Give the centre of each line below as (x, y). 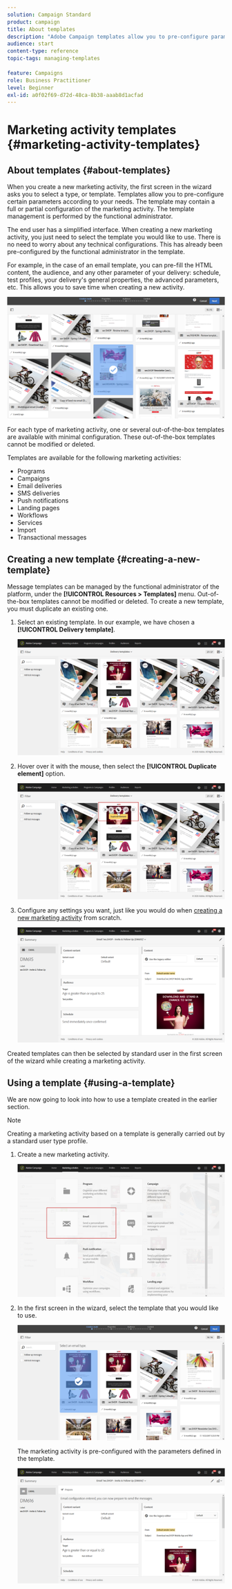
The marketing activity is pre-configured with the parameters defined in (119, 1451)
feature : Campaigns (35, 73)
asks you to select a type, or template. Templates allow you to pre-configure (116, 195)
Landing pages (38, 508)
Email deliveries (39, 486)
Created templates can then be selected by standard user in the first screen (115, 1054)
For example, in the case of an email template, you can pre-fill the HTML (110, 265)
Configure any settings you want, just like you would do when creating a (120, 910)
